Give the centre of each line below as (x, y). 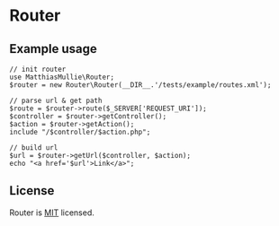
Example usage (53, 49)
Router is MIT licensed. (52, 213)
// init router (38, 69)
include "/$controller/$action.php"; (80, 132)
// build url (34, 148)
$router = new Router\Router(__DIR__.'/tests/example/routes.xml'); (140, 85)
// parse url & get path (56, 100)
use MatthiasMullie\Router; (62, 77)
